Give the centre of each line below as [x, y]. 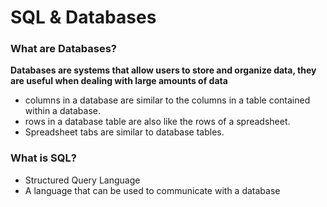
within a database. [62, 111]
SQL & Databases [83, 17]
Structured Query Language [82, 180]
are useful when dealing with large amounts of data [119, 81]
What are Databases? [63, 49]
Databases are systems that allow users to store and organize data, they [163, 70]
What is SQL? [43, 158]
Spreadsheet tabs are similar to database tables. [124, 132]
